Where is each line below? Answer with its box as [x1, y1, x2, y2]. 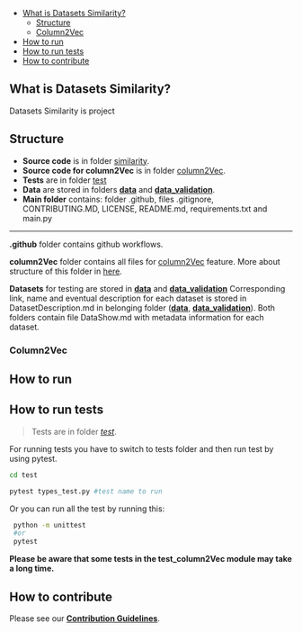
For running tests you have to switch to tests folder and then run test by [9, 443, 274, 454]
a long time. [9, 563, 55, 574]
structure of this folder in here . [9, 266, 123, 276]
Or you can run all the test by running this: [9, 503, 165, 514]
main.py [22, 212, 52, 223]
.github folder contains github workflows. [9, 239, 164, 249]
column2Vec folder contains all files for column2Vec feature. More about [9, 256, 280, 266]
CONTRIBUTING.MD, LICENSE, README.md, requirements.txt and [22, 203, 268, 214]
